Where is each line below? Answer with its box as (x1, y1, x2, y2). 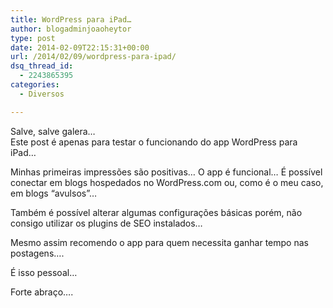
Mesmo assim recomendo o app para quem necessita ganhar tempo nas (10, 236, 309, 248)
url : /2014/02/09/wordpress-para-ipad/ (10, 52, 177, 62)
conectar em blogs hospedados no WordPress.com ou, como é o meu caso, (10, 176, 324, 188)
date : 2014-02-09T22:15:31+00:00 (10, 42, 150, 53)
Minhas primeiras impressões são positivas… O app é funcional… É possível (10, 166, 323, 178)
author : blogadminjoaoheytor (10, 24, 132, 34)
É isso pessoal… (10, 266, 78, 278)
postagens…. (10, 247, 65, 259)
